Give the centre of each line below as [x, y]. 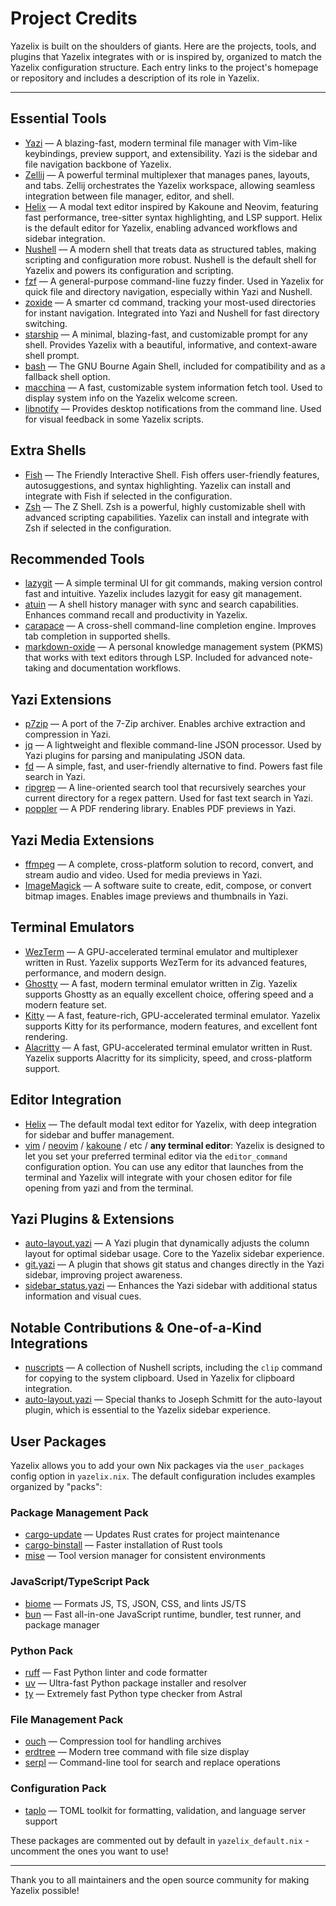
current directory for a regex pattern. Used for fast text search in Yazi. [168, 798]
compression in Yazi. [68, 734]
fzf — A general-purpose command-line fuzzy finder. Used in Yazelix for [174, 281]
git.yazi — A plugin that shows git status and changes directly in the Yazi [174, 1264]
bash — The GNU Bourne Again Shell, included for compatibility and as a [175, 366]
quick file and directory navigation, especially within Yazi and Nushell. [168, 291]
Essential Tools [58, 118]
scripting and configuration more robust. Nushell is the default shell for [170, 259]
